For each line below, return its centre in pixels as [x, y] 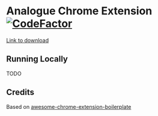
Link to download [28, 40]
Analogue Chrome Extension [79, 11]
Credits [20, 92]
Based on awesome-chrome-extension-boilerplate [69, 106]
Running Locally [37, 59]
